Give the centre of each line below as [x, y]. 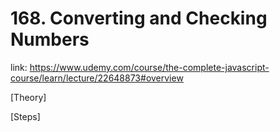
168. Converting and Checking [139, 18]
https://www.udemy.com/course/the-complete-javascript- [149, 67]
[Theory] [28, 97]
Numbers [50, 39]
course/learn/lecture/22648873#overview [97, 78]
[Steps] [25, 116]
